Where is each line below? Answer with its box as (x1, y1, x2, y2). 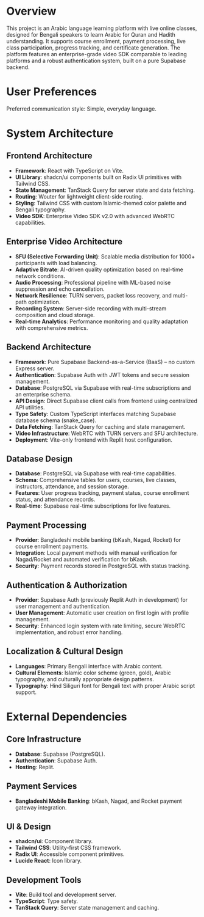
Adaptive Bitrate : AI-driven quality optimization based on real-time (15, 266, 184, 273)
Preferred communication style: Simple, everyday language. (6, 105, 157, 112)
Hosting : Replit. (15, 763, 55, 770)
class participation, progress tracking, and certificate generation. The (6, 44, 181, 51)
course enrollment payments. (15, 543, 89, 550)
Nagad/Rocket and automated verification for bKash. (15, 556, 147, 563)
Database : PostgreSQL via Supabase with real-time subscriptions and (15, 384, 191, 392)
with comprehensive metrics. (15, 324, 88, 331)
